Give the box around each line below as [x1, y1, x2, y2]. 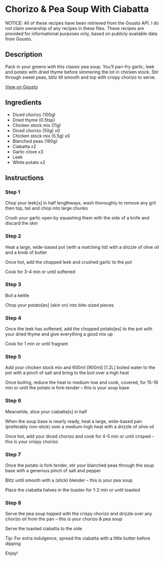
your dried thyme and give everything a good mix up [5, 331, 113, 337]
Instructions [5, 174, 44, 182]
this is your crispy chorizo [5, 438, 58, 444]
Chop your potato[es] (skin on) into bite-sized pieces [5, 302, 114, 308]
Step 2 [5, 233, 21, 240]
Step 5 [5, 353, 21, 360]
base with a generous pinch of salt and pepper [5, 468, 101, 474]
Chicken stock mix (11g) [12, 122, 61, 128]
